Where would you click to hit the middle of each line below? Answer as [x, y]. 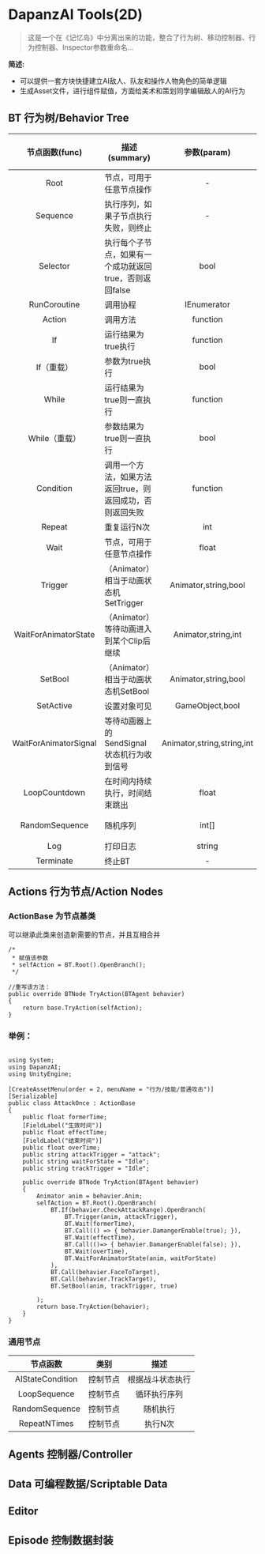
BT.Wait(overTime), [96, 1251]
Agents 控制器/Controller [71, 1455]
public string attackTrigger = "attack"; [91, 1154]
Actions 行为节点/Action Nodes [86, 892]
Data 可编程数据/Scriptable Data [88, 1484]
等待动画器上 [128, 721]
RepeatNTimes [46, 1424]
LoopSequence [47, 1394]
